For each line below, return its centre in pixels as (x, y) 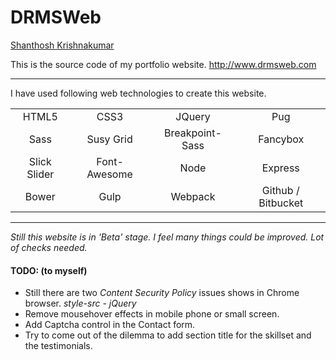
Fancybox (281, 139)
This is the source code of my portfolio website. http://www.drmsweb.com (163, 64)
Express (280, 168)
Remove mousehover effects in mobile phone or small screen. (152, 314)
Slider (40, 174)
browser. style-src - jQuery (80, 303)
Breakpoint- (193, 133)
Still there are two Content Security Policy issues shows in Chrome (162, 293)
